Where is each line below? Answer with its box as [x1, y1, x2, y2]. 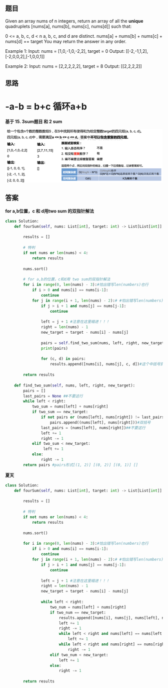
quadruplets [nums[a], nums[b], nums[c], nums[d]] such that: [5, 23, 132, 29]
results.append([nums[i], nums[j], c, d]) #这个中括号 [49, 362, 161, 367]
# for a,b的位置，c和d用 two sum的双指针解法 [23, 277, 110, 282]
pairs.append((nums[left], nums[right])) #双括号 [49, 420, 151, 425]
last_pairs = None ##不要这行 [23, 394, 83, 399]
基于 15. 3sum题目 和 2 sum [5, 119, 62, 125]
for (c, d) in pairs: [40, 356, 86, 361]
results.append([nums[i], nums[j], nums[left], [58, 615, 160, 620]
